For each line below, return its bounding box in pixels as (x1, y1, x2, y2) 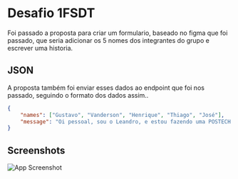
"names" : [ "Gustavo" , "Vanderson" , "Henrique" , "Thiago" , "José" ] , (20, 111, 225, 118)
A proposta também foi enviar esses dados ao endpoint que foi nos (7, 83, 205, 92)
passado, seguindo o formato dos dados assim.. (7, 91, 149, 99)
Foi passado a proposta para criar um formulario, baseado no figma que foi (7, 29, 228, 37)
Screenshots (7, 144, 66, 156)
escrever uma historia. (7, 44, 73, 52)
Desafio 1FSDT (7, 5, 95, 21)
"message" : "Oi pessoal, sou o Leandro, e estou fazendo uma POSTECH (20, 118, 232, 126)
